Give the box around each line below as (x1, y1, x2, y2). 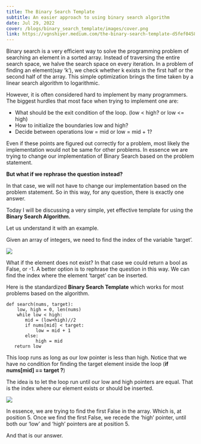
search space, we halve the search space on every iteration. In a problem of (6, 61, 194, 68)
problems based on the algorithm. (6, 290, 90, 297)
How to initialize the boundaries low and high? (14, 122, 129, 129)
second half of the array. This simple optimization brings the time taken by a (6, 73, 194, 80)
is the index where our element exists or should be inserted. (6, 385, 154, 392)
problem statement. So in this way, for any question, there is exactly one (6, 188, 184, 196)
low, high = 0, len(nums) (17, 307, 82, 313)
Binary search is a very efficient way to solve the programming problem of (6, 47, 189, 55)
